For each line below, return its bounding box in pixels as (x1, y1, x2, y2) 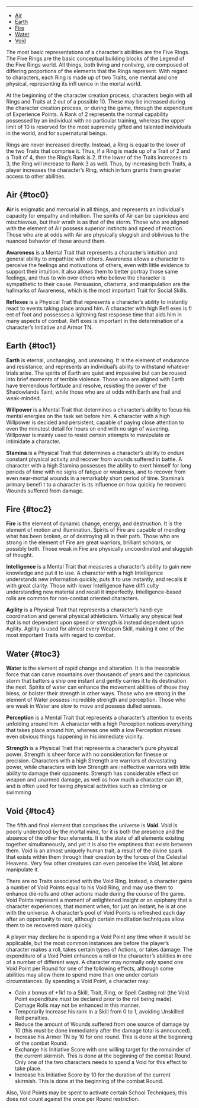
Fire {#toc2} (6, 504, 52, 514)
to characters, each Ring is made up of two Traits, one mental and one (6, 74, 178, 81)
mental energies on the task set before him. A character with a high (6, 412, 171, 419)
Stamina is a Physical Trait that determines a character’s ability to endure (6, 449, 185, 456)
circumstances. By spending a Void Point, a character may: (6, 978, 150, 985)
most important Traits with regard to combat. (6, 632, 115, 639)
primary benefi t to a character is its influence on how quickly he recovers (6, 481, 187, 488)
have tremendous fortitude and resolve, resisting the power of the (6, 382, 167, 389)
